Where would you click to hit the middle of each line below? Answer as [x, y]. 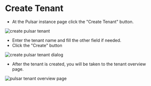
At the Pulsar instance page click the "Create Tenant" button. [73, 22]
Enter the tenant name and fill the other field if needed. [67, 40]
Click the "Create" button [37, 45]
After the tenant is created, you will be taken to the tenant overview [79, 64]
